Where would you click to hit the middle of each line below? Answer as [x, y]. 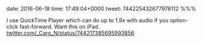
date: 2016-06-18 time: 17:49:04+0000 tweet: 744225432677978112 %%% [101, 9]
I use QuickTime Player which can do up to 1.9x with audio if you [88, 20]
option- [179, 20]
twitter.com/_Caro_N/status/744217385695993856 [70, 33]
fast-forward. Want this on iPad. [59, 27]
